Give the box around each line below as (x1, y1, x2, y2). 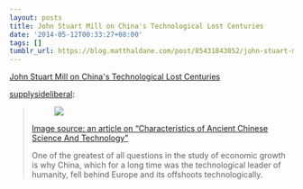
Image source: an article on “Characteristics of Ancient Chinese (31, 123, 269, 134)
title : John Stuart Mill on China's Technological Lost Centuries (9, 22, 264, 31)
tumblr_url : (9, 47, 54, 56)
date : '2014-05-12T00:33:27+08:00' (9, 30, 143, 39)
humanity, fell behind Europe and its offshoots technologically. (31, 169, 263, 180)
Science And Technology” (31, 132, 129, 144)
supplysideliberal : (9, 89, 75, 100)
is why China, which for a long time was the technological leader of (31, 159, 281, 171)
